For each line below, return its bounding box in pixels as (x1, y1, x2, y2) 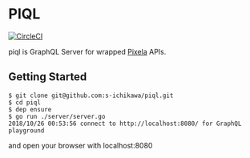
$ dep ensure (8, 105, 52, 113)
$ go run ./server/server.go (8, 112, 106, 120)
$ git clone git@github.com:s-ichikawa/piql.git (8, 91, 174, 99)
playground (8, 126, 45, 135)
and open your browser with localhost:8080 (8, 140, 153, 150)
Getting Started (8, 70, 87, 84)
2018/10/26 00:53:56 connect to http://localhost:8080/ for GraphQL (8, 120, 242, 128)
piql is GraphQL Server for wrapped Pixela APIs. (8, 47, 167, 56)
